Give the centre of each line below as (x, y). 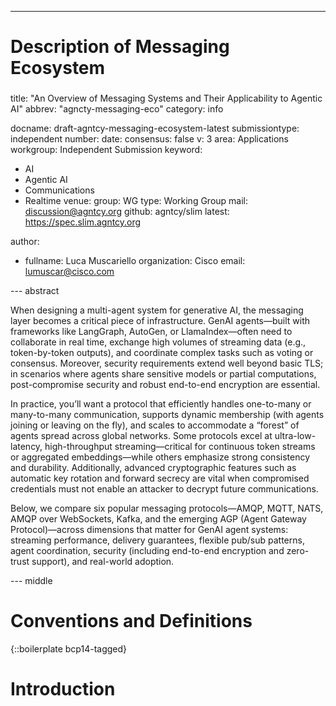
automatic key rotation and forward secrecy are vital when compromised (160, 478)
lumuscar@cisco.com (69, 272)
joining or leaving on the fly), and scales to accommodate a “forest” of (155, 425)
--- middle (31, 581)
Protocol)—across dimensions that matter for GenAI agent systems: (149, 530)
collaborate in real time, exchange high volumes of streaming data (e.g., (158, 342)
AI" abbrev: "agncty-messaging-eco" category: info (117, 109)
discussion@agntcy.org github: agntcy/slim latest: (127, 212)
